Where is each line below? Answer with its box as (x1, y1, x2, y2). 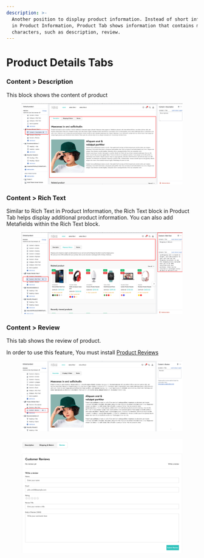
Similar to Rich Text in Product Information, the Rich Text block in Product (6, 207, 190, 215)
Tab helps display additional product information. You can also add (6, 214, 173, 221)
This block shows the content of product (6, 91, 108, 98)
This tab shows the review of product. (6, 337, 101, 345)
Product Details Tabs (6, 56, 114, 70)
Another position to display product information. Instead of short (12, 16, 189, 22)
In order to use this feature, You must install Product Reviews (6, 349, 159, 356)
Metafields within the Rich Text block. (6, 220, 100, 227)
